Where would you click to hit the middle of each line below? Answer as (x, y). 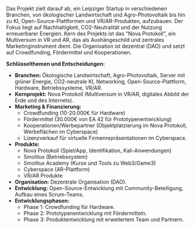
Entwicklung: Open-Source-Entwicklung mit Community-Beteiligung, (99, 188)
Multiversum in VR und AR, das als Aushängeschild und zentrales (85, 40)
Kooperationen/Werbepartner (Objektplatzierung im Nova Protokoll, (105, 125)
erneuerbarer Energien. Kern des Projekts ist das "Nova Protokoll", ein (91, 34)
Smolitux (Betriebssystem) (56, 157)
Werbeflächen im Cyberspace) (61, 132)
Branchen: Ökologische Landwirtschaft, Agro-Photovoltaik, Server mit (100, 75)
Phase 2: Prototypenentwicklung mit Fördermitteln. (85, 213)
